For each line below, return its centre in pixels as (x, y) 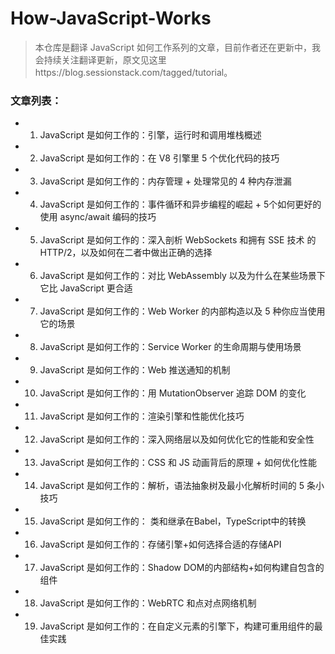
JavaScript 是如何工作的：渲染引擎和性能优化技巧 (142, 416)
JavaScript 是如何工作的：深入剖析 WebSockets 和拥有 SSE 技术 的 (178, 240)
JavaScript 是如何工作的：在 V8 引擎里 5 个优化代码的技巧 (159, 158)
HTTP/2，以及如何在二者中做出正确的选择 (126, 253)
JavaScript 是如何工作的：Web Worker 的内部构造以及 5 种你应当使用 (182, 311)
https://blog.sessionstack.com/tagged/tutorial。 (133, 72)
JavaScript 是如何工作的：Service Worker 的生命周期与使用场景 (170, 347)
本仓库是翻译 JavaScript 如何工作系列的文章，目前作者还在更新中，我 (177, 47)
